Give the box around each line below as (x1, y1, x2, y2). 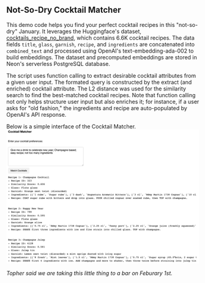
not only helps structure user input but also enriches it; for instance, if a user (6, 98, 199, 105)
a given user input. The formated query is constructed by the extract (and (6, 78, 192, 86)
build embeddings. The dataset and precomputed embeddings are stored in (6, 53, 197, 61)
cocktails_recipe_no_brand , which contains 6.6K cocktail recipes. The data (6, 34, 195, 42)
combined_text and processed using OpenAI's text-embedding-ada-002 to (6, 47, 194, 54)
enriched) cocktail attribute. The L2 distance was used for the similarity (6, 85, 187, 92)
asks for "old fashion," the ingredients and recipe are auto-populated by (6, 104, 188, 112)
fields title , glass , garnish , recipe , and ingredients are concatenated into (6, 40, 195, 48)
